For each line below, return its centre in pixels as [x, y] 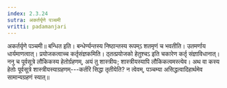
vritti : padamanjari [37, 26]
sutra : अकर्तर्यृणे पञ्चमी [34, 20]
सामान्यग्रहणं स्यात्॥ [29, 78]
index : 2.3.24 [28, 14]
